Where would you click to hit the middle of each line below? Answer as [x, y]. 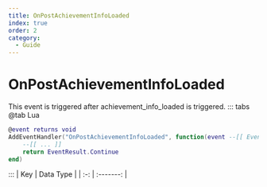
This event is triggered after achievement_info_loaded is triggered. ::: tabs [129, 107]
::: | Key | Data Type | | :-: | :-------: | [68, 174]
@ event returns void [43, 130]
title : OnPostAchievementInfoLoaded [69, 16]
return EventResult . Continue [71, 152]
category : [25, 38]
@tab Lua [24, 115]
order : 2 [23, 30]
